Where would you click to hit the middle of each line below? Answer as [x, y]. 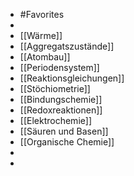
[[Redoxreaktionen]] [61, 110]
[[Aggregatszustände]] [67, 46]
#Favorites [42, 14]
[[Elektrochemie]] [55, 120]
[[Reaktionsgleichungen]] [72, 78]
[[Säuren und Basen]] [64, 131]
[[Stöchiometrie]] [55, 88]
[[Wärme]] [41, 35]
